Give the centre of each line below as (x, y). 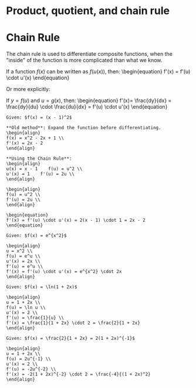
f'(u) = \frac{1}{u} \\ (35, 318)
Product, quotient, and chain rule (88, 11)
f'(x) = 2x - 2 (25, 143)
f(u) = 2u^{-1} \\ (28, 359)
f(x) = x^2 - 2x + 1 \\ (35, 138)
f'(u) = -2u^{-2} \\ (31, 369)
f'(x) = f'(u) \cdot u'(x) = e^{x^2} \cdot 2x (64, 272)
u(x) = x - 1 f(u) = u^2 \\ (44, 169)
